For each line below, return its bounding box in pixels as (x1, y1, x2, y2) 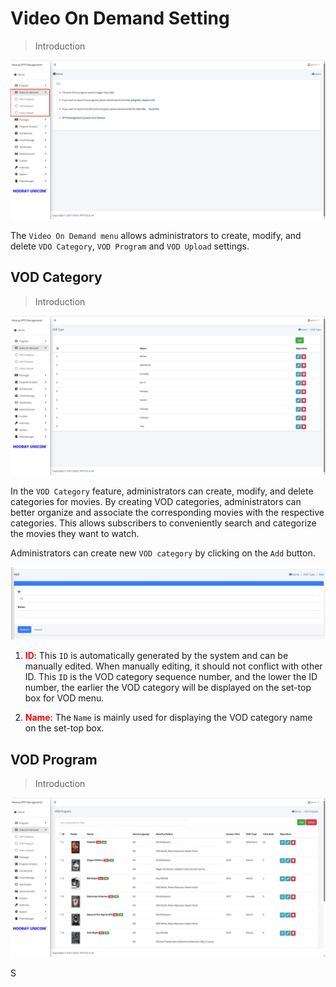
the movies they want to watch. (10, 527, 140, 539)
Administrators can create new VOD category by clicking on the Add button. (10, 547, 316, 559)
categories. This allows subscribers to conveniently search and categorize (10, 517, 317, 529)
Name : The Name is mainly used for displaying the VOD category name (24, 712, 313, 724)
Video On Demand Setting (10, 7, 230, 30)
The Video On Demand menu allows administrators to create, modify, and (10, 229, 302, 241)
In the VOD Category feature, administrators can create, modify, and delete (10, 485, 314, 497)
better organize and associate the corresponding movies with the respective (10, 506, 325, 518)
